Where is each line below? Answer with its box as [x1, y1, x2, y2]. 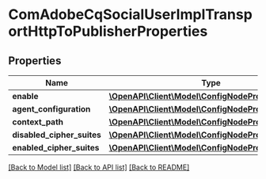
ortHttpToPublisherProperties [8, 22, 208, 40]
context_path [12, 116, 64, 128]
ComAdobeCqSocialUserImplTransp [8, 6, 253, 24]
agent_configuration [12, 104, 91, 114]
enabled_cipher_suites [12, 143, 100, 153]
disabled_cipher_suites [12, 129, 101, 140]
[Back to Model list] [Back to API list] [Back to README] [8, 162, 190, 172]
